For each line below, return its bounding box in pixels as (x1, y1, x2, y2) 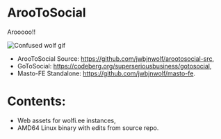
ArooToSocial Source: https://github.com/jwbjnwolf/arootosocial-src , (17, 54, 215, 63)
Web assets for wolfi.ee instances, (17, 116, 116, 124)
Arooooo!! (7, 28, 36, 36)
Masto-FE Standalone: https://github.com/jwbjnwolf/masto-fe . (17, 69, 196, 77)
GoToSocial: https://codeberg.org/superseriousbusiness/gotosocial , (17, 62, 212, 70)
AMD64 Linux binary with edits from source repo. (17, 123, 159, 132)
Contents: (7, 93, 66, 109)
